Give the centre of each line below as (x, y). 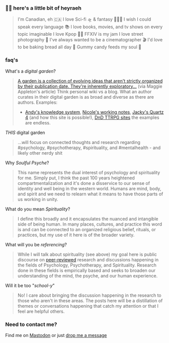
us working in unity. (38, 199)
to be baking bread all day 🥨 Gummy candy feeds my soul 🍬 (79, 47)
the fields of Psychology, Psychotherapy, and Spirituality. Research (87, 265)
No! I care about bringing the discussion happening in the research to (90, 295)
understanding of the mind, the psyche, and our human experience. (88, 276)
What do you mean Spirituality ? (38, 209)
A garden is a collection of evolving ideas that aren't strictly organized (90, 81)
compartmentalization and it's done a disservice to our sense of (83, 183)
